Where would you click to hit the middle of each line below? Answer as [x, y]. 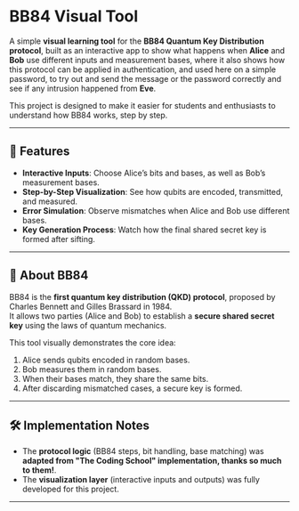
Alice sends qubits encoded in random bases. [106, 360]
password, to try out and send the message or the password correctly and [145, 78]
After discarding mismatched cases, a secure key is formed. [132, 388]
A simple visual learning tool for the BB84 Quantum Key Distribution [137, 41]
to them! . [39, 470]
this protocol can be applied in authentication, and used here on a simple [143, 69]
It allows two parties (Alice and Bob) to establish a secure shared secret [142, 316]
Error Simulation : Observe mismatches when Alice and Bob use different [156, 210]
